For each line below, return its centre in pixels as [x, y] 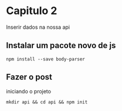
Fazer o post [29, 77]
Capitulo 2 [32, 11]
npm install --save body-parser [45, 59]
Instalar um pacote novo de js [61, 46]
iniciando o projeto [29, 91]
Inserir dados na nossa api [38, 27]
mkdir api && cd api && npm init [47, 102]
